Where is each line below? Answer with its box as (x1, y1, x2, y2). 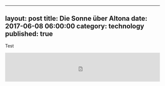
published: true (5, 30, 53, 38)
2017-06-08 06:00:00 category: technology (5, 22, 144, 30)
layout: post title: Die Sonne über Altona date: (5, 14, 147, 23)
